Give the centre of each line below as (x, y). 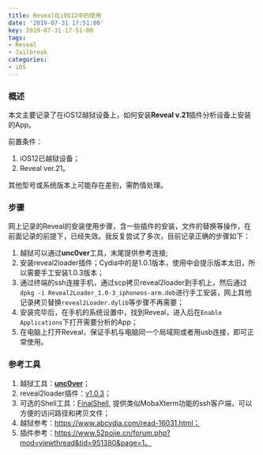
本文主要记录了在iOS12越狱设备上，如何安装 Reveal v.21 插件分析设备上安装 (130, 115)
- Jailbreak (28, 52)
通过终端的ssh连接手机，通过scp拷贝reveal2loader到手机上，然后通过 (133, 282)
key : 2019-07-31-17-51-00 (51, 30)
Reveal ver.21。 (44, 169)
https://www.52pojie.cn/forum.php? (113, 433)
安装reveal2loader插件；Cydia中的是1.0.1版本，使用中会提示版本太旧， (134, 263)
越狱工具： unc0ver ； (55, 383)
